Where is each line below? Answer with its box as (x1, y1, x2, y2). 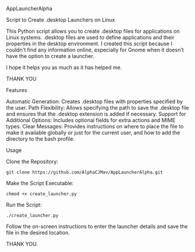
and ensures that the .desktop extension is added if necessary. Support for (6, 111, 186, 117)
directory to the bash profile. (6, 135, 75, 142)
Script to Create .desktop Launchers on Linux (6, 16, 116, 23)
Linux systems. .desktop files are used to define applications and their (6, 34, 175, 40)
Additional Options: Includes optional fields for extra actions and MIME (6, 117, 176, 124)
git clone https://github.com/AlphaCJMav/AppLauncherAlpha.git (6, 169, 163, 175)
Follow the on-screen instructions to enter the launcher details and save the (6, 223, 188, 230)
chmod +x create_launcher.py (6, 191, 77, 197)
